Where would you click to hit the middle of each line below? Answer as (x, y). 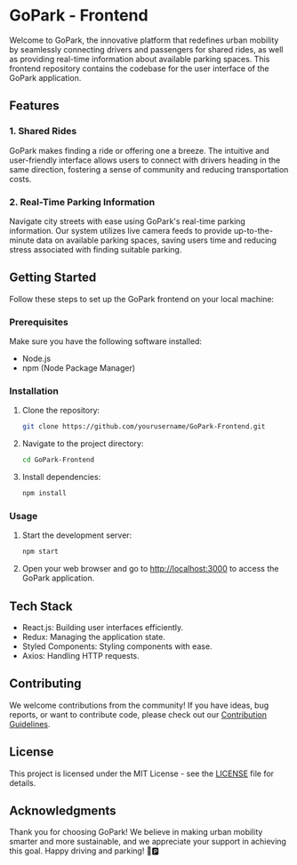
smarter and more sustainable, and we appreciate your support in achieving (148, 842)
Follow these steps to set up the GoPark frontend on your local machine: (141, 299)
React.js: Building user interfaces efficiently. (103, 627)
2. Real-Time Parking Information (82, 202)
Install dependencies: (61, 477)
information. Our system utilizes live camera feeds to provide (121, 230)
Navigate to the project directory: (83, 444)
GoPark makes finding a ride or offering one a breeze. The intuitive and (139, 150)
